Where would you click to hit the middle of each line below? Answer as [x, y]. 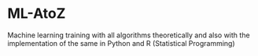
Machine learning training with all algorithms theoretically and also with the [129, 35]
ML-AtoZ [37, 14]
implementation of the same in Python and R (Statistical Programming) [121, 43]
